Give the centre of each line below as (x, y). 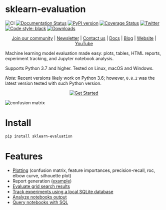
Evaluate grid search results (41, 186)
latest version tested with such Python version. (53, 83)
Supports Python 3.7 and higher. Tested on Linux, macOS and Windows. (79, 68)
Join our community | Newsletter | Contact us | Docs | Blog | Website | (84, 38)
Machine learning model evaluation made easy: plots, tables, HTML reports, (83, 53)
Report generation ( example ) (42, 181)
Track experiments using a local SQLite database (63, 191)
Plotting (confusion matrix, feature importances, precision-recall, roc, (84, 170)
